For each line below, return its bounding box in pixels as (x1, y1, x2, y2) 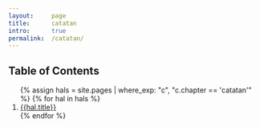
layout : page (8, 11, 67, 20)
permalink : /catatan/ (8, 34, 84, 43)
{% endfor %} (19, 111, 67, 121)
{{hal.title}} (19, 102, 57, 113)
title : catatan (8, 19, 78, 27)
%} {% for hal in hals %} (19, 94, 101, 104)
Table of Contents (8, 63, 100, 77)
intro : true (8, 27, 67, 35)
